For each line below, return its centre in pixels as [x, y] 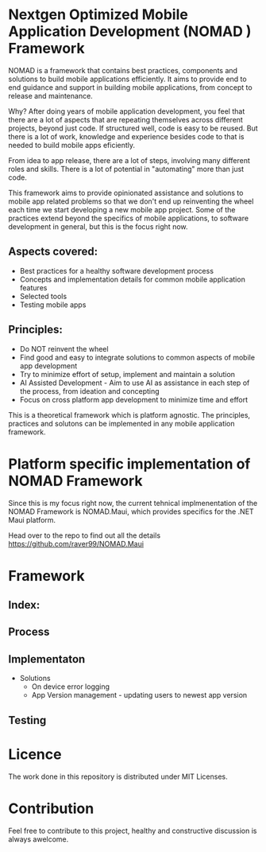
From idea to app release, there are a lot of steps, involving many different [129, 160]
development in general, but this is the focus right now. [98, 226]
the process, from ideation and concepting [90, 391]
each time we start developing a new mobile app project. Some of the [122, 209]
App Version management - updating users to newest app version [139, 695]
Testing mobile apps [53, 305]
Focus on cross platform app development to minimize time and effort [134, 399]
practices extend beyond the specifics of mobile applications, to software [128, 218]
